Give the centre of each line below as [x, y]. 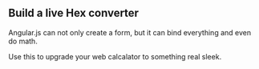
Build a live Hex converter [73, 13]
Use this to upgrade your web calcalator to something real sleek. [115, 56]
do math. [23, 41]
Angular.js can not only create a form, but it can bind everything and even [129, 32]
